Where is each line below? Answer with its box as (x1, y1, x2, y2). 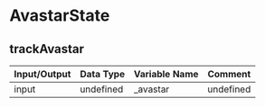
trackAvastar (9, 41, 84, 57)
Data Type (80, 68, 125, 80)
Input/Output (14, 68, 71, 80)
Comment (207, 68, 251, 80)
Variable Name (133, 68, 199, 80)
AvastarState (9, 5, 110, 26)
